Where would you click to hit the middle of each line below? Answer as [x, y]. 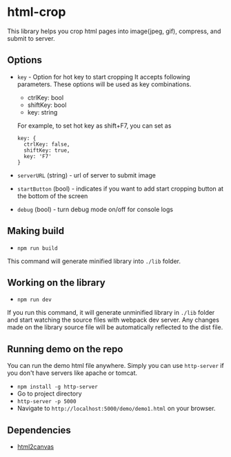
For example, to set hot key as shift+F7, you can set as [94, 126]
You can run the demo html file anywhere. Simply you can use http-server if [115, 366]
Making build [36, 231]
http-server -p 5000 [47, 402]
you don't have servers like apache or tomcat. [72, 373]
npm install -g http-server [57, 387]
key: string [42, 112]
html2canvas [35, 447]
